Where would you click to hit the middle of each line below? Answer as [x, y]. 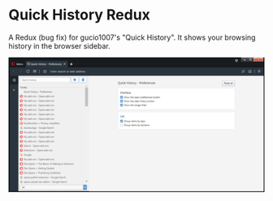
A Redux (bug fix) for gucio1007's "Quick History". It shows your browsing [132, 37]
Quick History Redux [79, 15]
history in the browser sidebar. [60, 45]
